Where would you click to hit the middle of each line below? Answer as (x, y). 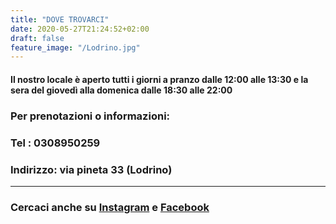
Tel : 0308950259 (55, 143)
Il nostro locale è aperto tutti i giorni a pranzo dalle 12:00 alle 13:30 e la (159, 79)
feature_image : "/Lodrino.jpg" (75, 47)
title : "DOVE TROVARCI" (60, 19)
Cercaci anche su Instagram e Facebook (110, 207)
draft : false (37, 38)
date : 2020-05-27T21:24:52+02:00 (80, 29)
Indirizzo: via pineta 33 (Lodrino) (91, 169)
